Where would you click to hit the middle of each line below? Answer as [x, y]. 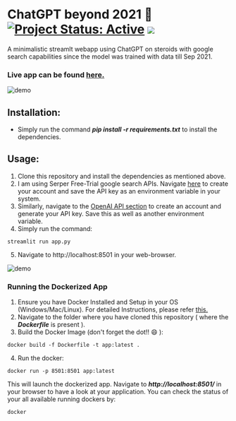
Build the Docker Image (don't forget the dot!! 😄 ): [90, 332]
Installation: [34, 112]
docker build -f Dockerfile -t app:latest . [74, 345]
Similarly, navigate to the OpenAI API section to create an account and [119, 206]
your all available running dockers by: [62, 399]
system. [29, 198]
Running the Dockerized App [57, 287]
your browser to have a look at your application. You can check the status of [118, 392]
